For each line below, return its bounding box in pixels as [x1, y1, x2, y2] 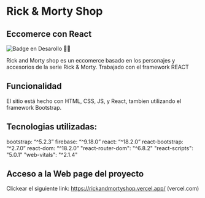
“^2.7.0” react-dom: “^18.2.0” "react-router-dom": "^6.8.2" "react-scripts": [6, 144, 193, 151]
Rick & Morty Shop [6, 4, 103, 18]
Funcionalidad [6, 81, 63, 91]
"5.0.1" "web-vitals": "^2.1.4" [6, 151, 78, 158]
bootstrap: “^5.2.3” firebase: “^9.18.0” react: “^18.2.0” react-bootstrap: [6, 138, 184, 145]
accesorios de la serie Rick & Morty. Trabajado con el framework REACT [6, 63, 189, 70]
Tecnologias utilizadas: [6, 121, 97, 132]
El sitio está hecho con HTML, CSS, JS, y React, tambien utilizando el [6, 97, 182, 105]
